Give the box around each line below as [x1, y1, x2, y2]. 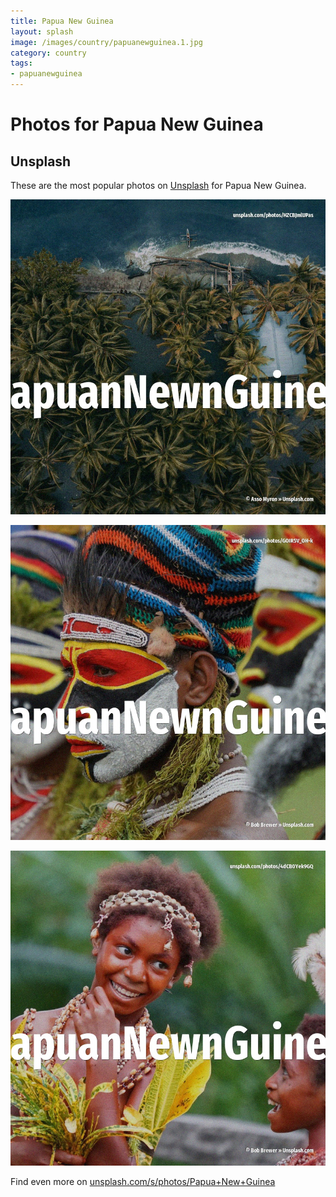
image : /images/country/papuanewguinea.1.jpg [10, 37, 203, 47]
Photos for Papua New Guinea [10, 113, 264, 136]
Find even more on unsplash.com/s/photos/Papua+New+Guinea [10, 1176, 276, 1187]
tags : [10, 58, 33, 69]
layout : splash [10, 26, 74, 37]
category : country [10, 48, 87, 58]
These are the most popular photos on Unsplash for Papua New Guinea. [10, 180, 307, 191]
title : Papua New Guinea [10, 16, 114, 26]
